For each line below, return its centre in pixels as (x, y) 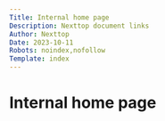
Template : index (39, 59)
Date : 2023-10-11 (41, 42)
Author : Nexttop (39, 34)
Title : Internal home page (59, 17)
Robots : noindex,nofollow (57, 51)
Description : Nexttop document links (79, 26)
